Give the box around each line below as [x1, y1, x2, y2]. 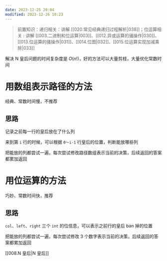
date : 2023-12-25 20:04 [5, 7, 55, 12]
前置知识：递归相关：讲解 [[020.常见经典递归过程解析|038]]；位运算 [17, 26, 158, 32]
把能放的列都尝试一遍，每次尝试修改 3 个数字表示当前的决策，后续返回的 [5, 234, 154, 239]
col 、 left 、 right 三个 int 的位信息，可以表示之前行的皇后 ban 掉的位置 [5, 223, 153, 229]
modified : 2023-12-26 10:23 [5, 12, 64, 17]
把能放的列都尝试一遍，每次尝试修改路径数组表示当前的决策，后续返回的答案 [5, 150, 162, 156]
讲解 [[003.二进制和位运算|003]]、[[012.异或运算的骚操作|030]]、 [25, 32, 160, 38]
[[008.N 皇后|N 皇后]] [5, 250, 49, 256]
